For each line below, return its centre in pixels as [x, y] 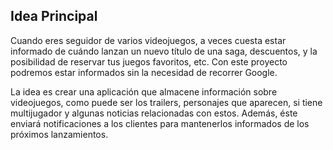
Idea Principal [54, 16]
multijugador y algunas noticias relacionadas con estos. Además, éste [154, 113]
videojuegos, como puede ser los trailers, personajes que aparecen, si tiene [166, 102]
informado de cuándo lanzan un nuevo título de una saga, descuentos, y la [164, 51]
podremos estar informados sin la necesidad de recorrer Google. [144, 72]
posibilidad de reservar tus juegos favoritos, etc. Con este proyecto [149, 61]
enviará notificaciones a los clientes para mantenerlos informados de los [160, 123]
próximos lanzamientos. [59, 134]
